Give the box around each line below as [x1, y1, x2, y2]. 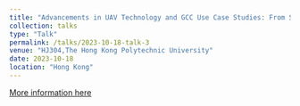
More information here [9, 86, 92, 98]
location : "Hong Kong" [9, 63, 94, 72]
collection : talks [9, 21, 78, 30]
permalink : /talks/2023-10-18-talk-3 [9, 37, 150, 47]
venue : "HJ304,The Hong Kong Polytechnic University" [9, 46, 214, 55]
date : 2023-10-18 [9, 54, 74, 63]
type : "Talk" [9, 29, 58, 38]
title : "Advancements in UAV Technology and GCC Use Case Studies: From [9, 12, 286, 22]
